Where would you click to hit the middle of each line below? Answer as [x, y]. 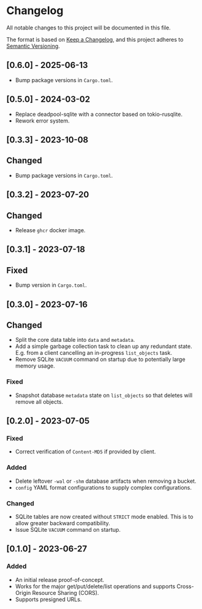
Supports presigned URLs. [48, 599]
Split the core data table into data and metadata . [75, 340]
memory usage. [35, 366]
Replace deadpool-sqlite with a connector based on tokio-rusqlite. [99, 114]
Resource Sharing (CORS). [65, 592]
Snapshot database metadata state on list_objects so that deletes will [104, 395]
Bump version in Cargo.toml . [51, 285]
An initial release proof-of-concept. [60, 580]
